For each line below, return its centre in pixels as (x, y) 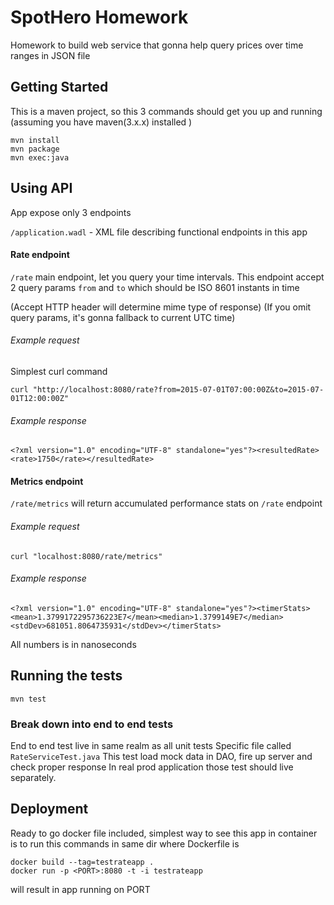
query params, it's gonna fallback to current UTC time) (123, 317)
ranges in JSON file (50, 55)
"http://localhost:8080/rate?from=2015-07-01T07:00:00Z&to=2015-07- (178, 389)
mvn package (35, 149)
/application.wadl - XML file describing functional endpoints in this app (159, 232)
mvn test (28, 699)
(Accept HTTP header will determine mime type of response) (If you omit (161, 307)
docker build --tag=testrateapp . (82, 862)
